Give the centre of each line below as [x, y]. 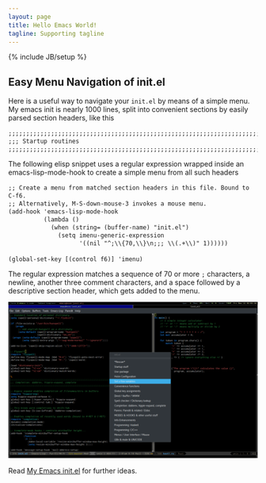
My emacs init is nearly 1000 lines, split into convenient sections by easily [128, 109]
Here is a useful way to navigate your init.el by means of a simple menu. [129, 101]
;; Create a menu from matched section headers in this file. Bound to [129, 188]
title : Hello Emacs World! [53, 25]
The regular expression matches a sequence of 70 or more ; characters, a [129, 274]
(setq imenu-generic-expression [111, 236]
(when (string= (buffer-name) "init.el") [120, 228]
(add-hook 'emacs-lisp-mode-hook [63, 212]
